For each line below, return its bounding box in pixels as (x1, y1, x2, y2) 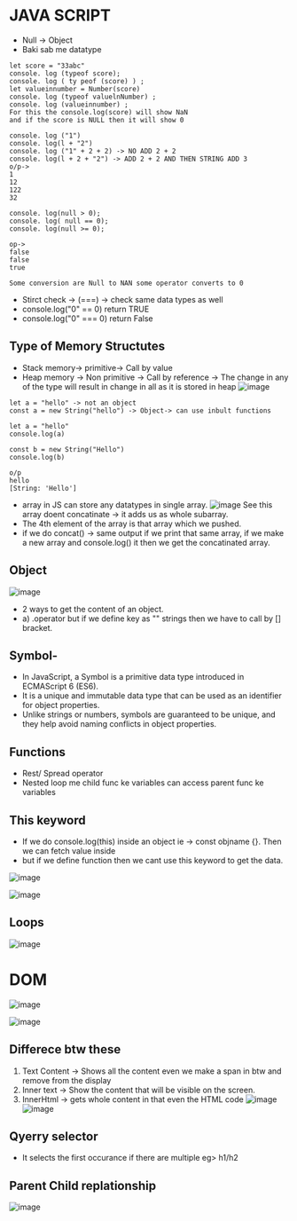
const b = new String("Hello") (9, 445, 125, 453)
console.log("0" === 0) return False (21, 312, 153, 324)
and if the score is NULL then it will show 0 (9, 115, 184, 124)
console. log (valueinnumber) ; (9, 99, 129, 109)
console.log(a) (9, 429, 66, 438)
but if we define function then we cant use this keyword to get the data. (21, 855, 284, 865)
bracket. (21, 622, 53, 633)
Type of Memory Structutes (9, 339, 166, 354)
